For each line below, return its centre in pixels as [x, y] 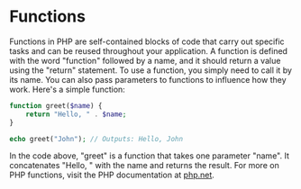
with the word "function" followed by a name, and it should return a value [145, 60]
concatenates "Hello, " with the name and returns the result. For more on [144, 166]
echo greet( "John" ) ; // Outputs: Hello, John [96, 139]
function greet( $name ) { [56, 105]
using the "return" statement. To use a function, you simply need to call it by [151, 70]
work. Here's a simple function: [68, 89]
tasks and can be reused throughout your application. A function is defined [149, 50]
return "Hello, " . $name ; [76, 114]
